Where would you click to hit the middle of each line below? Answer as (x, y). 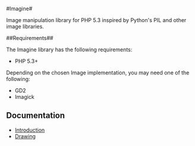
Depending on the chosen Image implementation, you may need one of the (98, 73)
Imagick (24, 97)
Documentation (36, 116)
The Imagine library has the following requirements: (69, 49)
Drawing (25, 136)
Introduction (30, 130)
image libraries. (25, 27)
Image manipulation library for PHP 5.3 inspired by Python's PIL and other (96, 20)
